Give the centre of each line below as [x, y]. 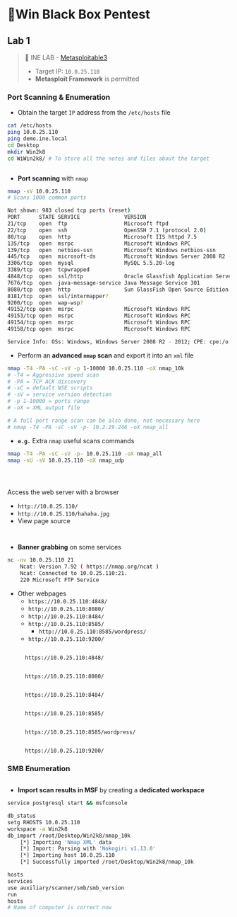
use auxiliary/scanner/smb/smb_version [66, 888]
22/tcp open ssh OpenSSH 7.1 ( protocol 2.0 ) [107, 230]
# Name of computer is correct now [60, 908]
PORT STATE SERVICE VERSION [77, 217]
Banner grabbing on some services [69, 547]
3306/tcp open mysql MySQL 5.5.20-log [91, 263]
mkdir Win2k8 [26, 152]
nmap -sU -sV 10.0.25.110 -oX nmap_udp [66, 460]
